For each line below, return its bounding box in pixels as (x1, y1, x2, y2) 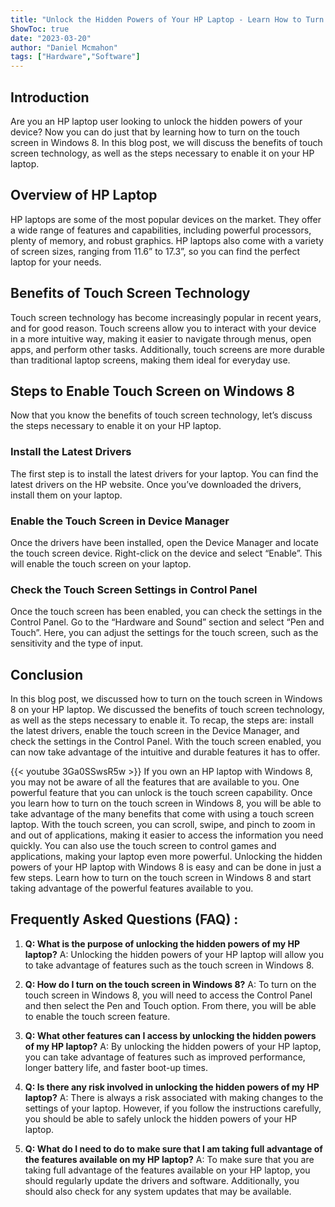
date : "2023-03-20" (10, 33, 92, 43)
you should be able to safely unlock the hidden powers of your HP (24, 1112, 298, 1125)
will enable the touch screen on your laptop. (10, 557, 192, 570)
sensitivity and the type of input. (10, 637, 144, 650)
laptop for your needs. (10, 256, 102, 268)
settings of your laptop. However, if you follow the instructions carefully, (24, 1102, 322, 1114)
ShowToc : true (10, 24, 70, 34)
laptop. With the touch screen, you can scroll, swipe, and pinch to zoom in (10, 819, 316, 831)
